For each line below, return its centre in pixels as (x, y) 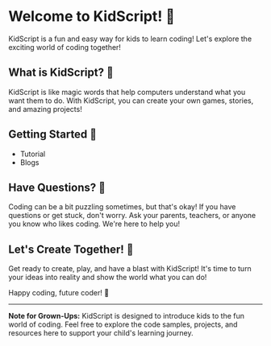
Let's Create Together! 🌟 (71, 249)
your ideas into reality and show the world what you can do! (108, 278)
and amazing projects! (45, 109)
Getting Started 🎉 (53, 135)
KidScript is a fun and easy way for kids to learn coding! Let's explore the (130, 39)
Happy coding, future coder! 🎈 (59, 293)
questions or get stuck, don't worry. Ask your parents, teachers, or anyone (132, 216)
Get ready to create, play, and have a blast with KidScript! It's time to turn (130, 269)
